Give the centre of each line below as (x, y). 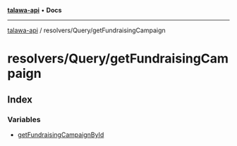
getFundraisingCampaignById (61, 134)
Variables (24, 119)
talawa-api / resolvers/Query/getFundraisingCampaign (86, 30)
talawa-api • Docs (35, 10)
